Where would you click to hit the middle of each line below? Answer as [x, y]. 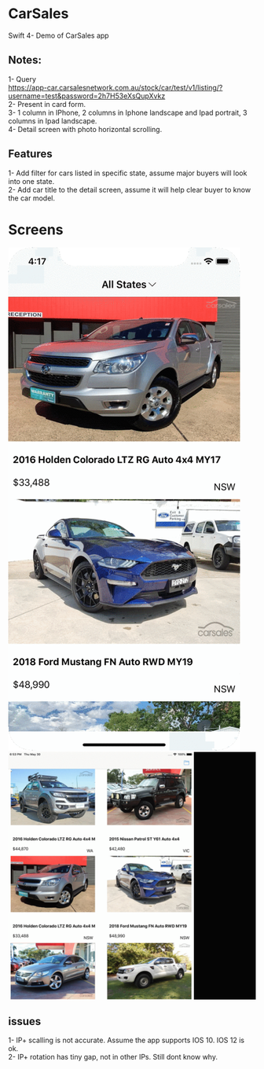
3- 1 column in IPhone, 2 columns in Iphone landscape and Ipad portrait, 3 [128, 112]
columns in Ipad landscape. [53, 121]
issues [25, 1021]
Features [30, 154]
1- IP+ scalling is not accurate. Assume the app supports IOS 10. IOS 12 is [126, 1040]
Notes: [25, 60]
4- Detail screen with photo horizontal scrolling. [85, 129]
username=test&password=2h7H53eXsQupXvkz [87, 96]
